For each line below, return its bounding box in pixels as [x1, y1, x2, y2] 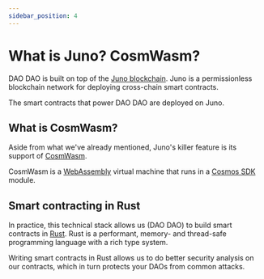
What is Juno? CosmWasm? [8, 46, 201, 65]
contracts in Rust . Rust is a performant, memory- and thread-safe [8, 229, 227, 239]
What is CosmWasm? [8, 120, 118, 134]
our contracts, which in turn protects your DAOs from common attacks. [8, 262, 245, 272]
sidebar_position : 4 [8, 11, 79, 20]
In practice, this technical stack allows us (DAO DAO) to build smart [8, 220, 232, 230]
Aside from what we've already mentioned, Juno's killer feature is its [8, 142, 237, 152]
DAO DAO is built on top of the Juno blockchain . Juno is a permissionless [8, 74, 253, 83]
